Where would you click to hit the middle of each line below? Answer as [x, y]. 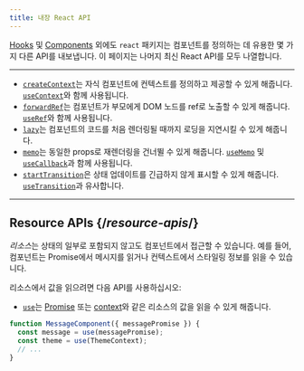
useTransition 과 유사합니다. [73, 185]
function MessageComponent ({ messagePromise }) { [105, 324]
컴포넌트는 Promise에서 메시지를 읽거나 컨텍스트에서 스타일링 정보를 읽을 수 [143, 257]
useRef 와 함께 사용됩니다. [67, 118]
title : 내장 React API [50, 18]
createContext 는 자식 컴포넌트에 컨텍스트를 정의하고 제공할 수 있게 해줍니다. [157, 83]
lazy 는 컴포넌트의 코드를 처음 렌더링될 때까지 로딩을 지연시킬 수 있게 [143, 128]
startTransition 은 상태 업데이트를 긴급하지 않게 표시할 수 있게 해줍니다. [150, 174]
